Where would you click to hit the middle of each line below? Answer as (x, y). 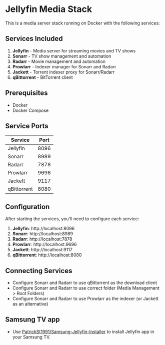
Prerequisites (26, 93)
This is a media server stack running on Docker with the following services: (82, 23)
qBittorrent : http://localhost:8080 (47, 255)
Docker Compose (30, 110)
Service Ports (27, 126)
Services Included (34, 39)
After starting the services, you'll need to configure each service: (72, 219)
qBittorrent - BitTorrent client (43, 77)
